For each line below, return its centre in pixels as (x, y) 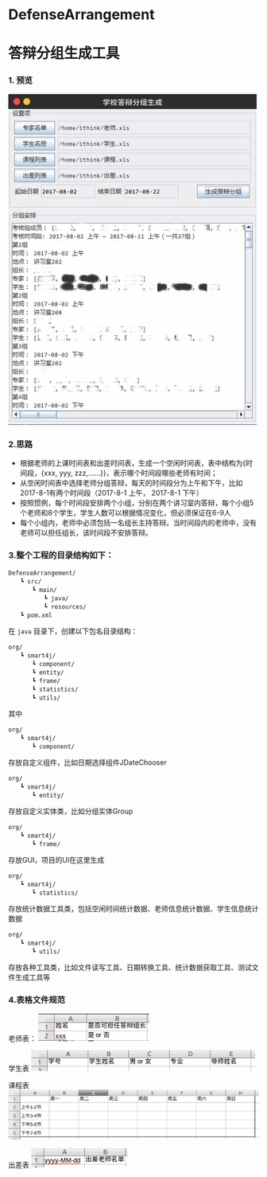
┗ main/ (44, 590)
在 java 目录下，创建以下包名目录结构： (73, 631)
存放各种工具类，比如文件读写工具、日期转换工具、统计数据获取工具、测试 (130, 968)
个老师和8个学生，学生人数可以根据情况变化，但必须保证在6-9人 (126, 513)
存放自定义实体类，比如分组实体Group (71, 811)
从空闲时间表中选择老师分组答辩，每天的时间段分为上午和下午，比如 (131, 482)
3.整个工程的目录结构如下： (61, 555)
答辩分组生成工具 (64, 54)
